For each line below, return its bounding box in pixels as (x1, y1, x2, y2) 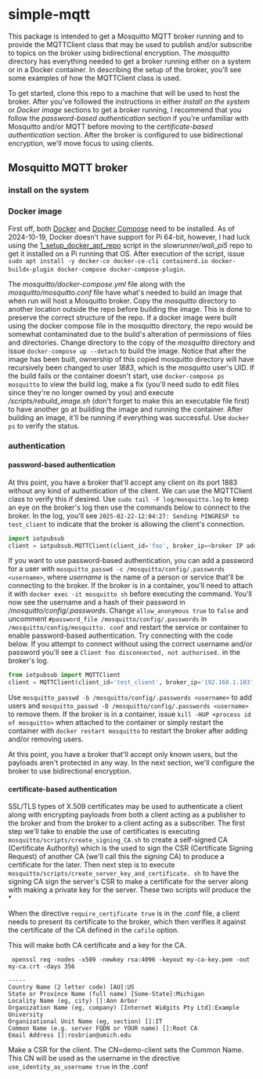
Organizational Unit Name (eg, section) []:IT (8, 1018, 163, 1026)
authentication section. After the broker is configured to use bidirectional (8, 130, 243, 139)
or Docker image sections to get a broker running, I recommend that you (8, 104, 242, 115)
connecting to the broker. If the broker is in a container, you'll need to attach (8, 581, 253, 591)
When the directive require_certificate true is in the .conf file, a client (8, 909, 240, 918)
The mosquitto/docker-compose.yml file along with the (8, 279, 186, 288)
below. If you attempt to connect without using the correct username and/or (8, 639, 253, 649)
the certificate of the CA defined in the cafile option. (8, 925, 180, 935)
